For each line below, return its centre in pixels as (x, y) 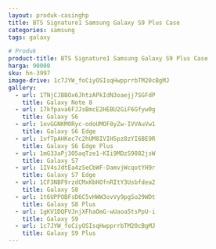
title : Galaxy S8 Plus (59, 204)
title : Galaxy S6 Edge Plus (68, 146)
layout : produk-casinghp (49, 15)
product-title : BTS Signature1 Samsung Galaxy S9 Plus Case (108, 59)
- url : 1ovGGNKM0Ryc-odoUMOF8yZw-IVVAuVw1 (85, 125)
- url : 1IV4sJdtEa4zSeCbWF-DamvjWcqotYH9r (85, 168)
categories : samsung (42, 30)
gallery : (22, 88)
